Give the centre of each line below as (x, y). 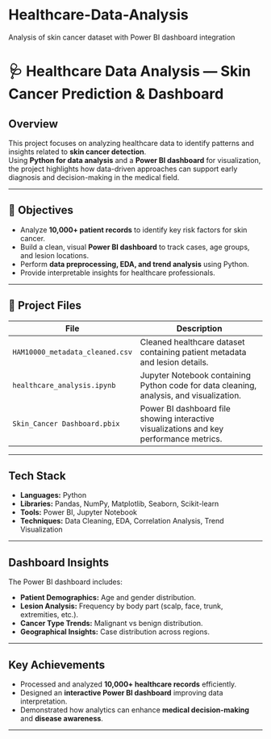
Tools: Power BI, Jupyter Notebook (78, 512)
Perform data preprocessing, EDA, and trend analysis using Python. (135, 264)
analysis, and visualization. (191, 395)
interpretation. (44, 701)
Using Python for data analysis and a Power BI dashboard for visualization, (135, 160)
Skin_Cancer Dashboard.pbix (66, 424)
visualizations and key (182, 428)
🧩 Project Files (45, 305)
